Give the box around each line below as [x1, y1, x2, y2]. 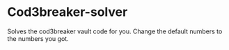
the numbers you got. [7, 34, 69, 42]
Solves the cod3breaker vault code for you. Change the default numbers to [7, 27, 223, 35]
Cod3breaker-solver [7, 4, 128, 20]
